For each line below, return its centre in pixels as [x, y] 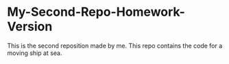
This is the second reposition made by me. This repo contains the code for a [115, 45]
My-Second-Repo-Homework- [96, 12]
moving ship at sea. [35, 53]
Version [30, 26]
